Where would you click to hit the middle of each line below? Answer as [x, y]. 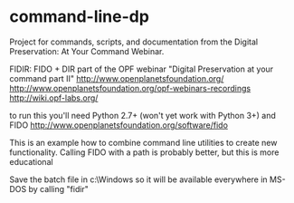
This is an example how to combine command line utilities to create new [143, 142]
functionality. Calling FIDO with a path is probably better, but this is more [144, 152]
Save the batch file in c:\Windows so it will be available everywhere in [139, 179]
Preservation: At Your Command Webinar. [87, 51]
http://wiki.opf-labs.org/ [54, 98]
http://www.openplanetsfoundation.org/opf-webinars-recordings [130, 88]
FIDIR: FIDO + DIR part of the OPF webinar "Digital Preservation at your [142, 69]
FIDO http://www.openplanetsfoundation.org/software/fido [119, 125]
